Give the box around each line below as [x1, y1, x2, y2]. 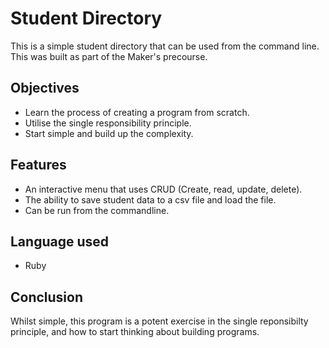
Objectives [10, 80, 80, 97]
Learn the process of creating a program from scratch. [24, 106, 250, 118]
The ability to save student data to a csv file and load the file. [24, 193, 277, 206]
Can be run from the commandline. [24, 204, 170, 216]
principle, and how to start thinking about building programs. [10, 326, 260, 338]
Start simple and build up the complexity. [24, 127, 194, 139]
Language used [10, 233, 110, 250]
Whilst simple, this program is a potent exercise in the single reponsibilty [10, 315, 309, 327]
